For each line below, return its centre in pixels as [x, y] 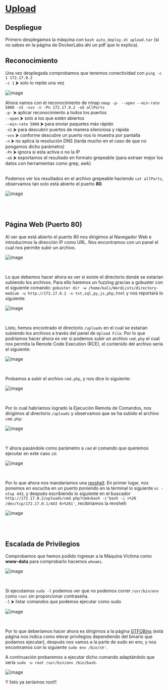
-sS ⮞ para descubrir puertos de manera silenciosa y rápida [67, 129]
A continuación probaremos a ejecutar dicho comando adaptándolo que [80, 657]
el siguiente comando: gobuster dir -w [46, 287]
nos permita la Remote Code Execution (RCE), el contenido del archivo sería [84, 343]
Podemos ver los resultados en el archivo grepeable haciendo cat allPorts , [85, 178]
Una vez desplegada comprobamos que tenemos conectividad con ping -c [83, 73]
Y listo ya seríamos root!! [31, 682]
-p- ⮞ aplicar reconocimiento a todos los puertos [56, 112]
